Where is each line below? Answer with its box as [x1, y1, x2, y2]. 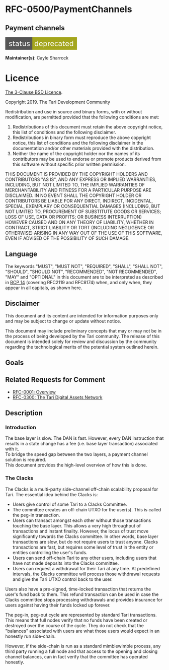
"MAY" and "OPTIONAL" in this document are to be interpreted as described [5, 274, 163, 280]
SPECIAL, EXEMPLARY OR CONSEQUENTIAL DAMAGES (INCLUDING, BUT [5, 203, 160, 209]
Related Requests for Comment [5, 375, 106, 384]
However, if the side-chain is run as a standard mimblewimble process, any [5, 643, 161, 649]
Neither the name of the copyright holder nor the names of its [12, 150, 140, 157]
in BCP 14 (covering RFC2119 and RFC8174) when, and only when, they [5, 279, 152, 285]
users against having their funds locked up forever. [5, 602, 111, 608]
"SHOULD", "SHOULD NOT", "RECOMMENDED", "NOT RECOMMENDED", [5, 269, 157, 275]
